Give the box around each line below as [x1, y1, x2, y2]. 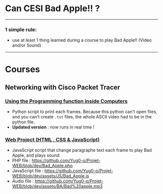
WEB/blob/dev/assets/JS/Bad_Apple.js [12, 173, 89, 179]
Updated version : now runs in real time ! [12, 124, 95, 130]
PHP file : [12, 158, 31, 163]
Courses [5, 64, 40, 75]
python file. [12, 119, 35, 125]
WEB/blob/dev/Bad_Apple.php [12, 163, 73, 169]
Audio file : [12, 178, 34, 184]
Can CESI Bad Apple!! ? [5, 3, 100, 14]
